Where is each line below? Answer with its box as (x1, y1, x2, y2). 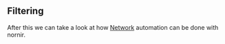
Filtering (7, 5, 44, 17)
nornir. (7, 30, 26, 39)
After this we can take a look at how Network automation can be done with (7, 23, 219, 31)
